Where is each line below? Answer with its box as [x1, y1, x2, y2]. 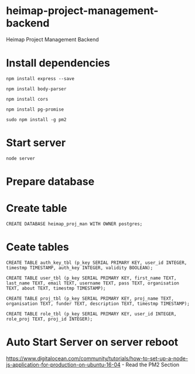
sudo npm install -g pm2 [6, 116, 67, 122]
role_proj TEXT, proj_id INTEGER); [6, 316, 93, 322]
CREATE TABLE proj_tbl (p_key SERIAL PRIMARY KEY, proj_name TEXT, [6, 296, 175, 301]
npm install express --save [6, 76, 75, 81]
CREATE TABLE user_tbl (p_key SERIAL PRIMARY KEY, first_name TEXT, [6, 275, 177, 281]
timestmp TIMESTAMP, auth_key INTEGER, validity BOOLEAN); [6, 265, 153, 270]
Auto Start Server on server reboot [6, 335, 179, 349]
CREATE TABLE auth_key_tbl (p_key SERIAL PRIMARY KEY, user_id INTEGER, [6, 259, 187, 266]
